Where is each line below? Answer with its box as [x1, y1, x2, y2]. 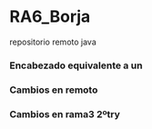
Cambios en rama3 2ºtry [9, 107, 121, 120]
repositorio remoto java [9, 36, 97, 47]
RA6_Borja [9, 6, 91, 27]
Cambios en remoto [9, 84, 98, 96]
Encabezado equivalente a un [9, 59, 143, 72]
